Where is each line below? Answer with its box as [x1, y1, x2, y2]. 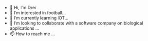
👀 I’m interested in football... [9, 10, 66, 16]
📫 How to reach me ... [9, 31, 55, 37]
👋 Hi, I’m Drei [9, 5, 36, 10]
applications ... [9, 25, 39, 31]
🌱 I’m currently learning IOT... [9, 15, 69, 20]
